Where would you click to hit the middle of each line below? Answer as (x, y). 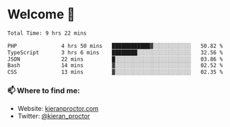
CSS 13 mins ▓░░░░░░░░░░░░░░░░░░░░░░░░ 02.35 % (115, 72)
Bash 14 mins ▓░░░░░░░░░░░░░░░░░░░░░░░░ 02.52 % (115, 66)
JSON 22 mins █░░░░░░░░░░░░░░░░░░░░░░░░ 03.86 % (115, 59)
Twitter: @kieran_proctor (54, 116)
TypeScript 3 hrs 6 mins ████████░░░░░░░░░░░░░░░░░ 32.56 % (115, 52)
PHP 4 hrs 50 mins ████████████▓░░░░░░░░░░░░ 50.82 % (115, 46)
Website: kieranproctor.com (58, 109)
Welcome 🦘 (41, 14)
